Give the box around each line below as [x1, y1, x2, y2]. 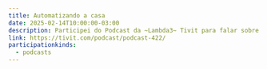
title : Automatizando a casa [8, 11, 106, 20]
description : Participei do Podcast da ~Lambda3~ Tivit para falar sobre [8, 26, 260, 34]
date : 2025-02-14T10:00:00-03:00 [8, 19, 120, 27]
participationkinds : [8, 41, 78, 49]
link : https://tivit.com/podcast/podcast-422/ [8, 33, 166, 42]
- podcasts [15, 48, 52, 56]
